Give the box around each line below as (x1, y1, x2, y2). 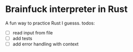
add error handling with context (12, 41, 79, 47)
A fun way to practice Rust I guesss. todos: (5, 20, 95, 26)
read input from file (12, 29, 53, 35)
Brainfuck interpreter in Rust (5, 3, 128, 15)
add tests (12, 35, 32, 41)
